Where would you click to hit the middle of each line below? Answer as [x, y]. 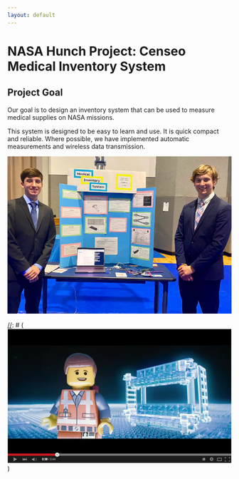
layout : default [31, 15]
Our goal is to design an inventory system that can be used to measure [111, 110]
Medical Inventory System [87, 66]
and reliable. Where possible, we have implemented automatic [99, 138]
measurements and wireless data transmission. [76, 146]
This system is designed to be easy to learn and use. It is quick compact [113, 131]
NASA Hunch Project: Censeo [97, 51]
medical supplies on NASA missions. [61, 117]
